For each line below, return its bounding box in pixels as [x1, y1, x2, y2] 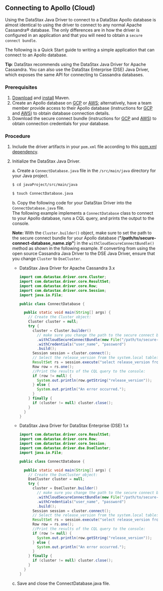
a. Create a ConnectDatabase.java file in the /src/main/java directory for [12, 168, 156, 174]
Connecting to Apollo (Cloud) [5, 4, 96, 12]
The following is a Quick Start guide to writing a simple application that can [5, 47, 155, 52]
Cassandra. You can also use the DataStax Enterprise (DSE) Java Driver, [5, 67, 149, 72]
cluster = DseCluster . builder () [32, 486, 98, 491]
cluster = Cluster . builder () [32, 328, 91, 333]
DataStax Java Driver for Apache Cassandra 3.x [19, 265, 115, 271]
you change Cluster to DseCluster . [12, 256, 81, 262]
